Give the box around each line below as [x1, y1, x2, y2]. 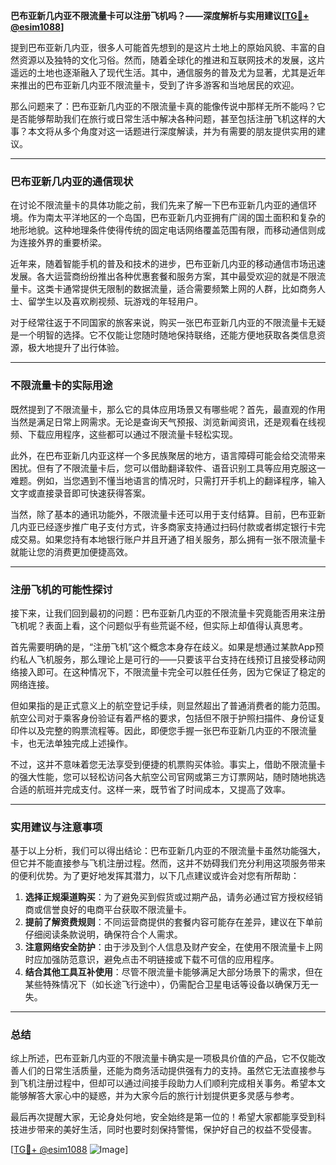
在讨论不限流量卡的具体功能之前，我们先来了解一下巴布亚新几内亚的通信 [10, 199, 308, 211]
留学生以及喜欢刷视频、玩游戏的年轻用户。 [27, 295, 203, 308]
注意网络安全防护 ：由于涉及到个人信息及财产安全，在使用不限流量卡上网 [24, 941, 323, 953]
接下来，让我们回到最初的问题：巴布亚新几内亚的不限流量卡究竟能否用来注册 [10, 607, 326, 619]
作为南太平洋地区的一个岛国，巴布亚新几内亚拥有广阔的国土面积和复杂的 [27, 212, 326, 224]
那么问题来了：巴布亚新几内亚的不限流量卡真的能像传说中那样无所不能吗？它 [10, 100, 326, 112]
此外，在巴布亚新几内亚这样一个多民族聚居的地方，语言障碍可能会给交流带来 [10, 449, 326, 461]
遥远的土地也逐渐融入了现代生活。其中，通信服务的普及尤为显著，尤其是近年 [10, 67, 326, 78]
